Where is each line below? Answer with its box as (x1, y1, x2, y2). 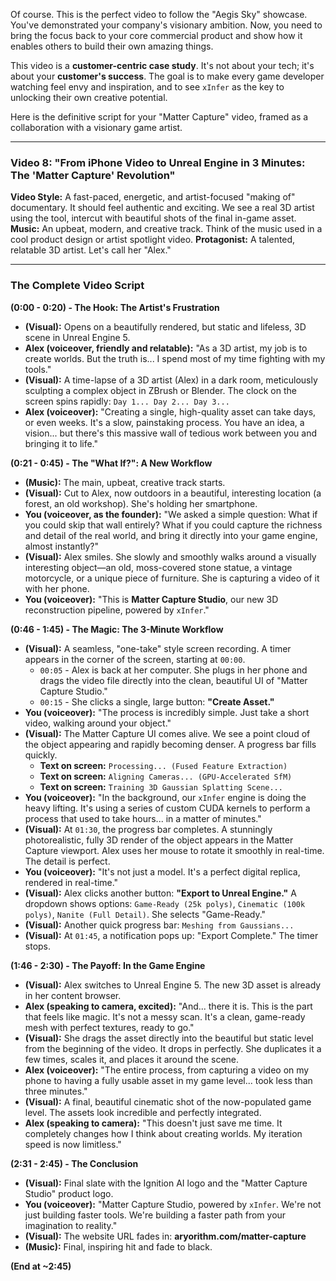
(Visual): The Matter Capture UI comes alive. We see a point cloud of (24, 727, 311, 739)
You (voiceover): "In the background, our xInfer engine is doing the (24, 791, 307, 803)
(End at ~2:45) (10, 1260, 72, 1272)
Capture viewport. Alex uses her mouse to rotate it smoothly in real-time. (24, 844, 325, 856)
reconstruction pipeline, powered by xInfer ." (24, 604, 210, 616)
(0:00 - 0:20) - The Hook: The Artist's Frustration (10, 301, 220, 313)
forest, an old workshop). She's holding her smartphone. (24, 497, 258, 509)
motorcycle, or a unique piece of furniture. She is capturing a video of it (24, 572, 320, 584)
